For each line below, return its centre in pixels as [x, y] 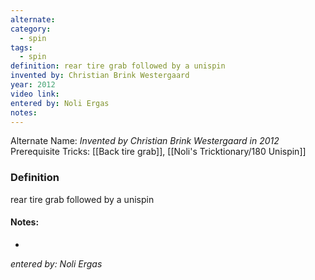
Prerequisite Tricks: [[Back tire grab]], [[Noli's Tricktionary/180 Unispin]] [158, 152]
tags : [21, 47]
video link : [35, 94]
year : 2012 [33, 85]
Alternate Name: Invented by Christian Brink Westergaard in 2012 [145, 141]
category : [31, 29]
